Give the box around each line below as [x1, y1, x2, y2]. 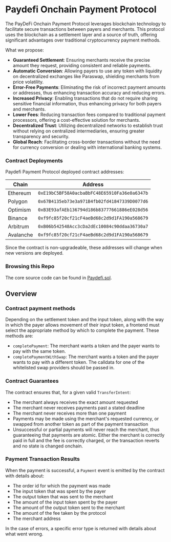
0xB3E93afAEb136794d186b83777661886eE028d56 [38, 207, 148, 213]
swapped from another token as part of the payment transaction [12, 421, 148, 427]
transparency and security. [12, 133, 70, 139]
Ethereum [8, 190, 32, 197]
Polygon [8, 198, 28, 205]
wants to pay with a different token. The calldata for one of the [12, 359, 145, 365]
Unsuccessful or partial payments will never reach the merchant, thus [12, 426, 160, 433]
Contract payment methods [5, 305, 76, 312]
